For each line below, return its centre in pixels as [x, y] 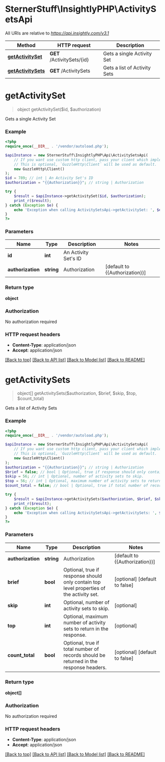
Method [26, 45]
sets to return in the [86, 629]
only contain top [82, 582]
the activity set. [81, 594]
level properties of [84, 588]
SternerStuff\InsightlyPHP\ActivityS [81, 9]
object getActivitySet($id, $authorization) [59, 109]
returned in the [81, 661]
